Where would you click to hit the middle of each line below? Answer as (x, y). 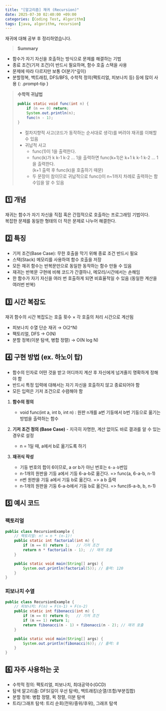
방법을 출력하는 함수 (39, 418)
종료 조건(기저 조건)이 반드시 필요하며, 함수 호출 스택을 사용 (70, 65)
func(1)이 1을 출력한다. (54, 151)
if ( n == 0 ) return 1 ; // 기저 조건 (61, 545)
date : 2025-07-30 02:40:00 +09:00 (41, 14)
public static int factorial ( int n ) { (54, 541)
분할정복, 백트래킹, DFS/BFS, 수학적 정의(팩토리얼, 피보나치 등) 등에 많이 (83, 77)
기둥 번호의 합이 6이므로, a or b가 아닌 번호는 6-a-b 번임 (74, 467)
